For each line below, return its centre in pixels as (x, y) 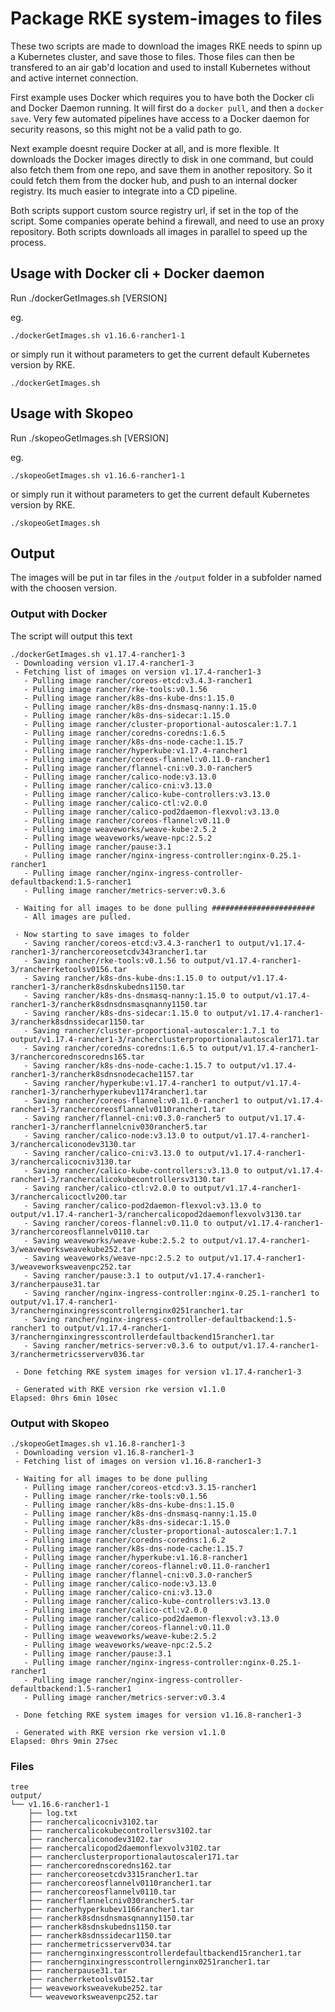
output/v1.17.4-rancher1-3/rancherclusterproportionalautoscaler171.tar (165, 1039)
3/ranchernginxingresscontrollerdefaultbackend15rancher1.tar (142, 1337)
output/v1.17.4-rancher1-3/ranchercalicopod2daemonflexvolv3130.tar (156, 1214)
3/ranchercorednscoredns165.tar (77, 1057)
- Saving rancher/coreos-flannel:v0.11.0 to (118, 1223)
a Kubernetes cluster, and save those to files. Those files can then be (152, 56)
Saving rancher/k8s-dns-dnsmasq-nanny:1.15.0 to (136, 995)
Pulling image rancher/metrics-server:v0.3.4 (129, 1697)
